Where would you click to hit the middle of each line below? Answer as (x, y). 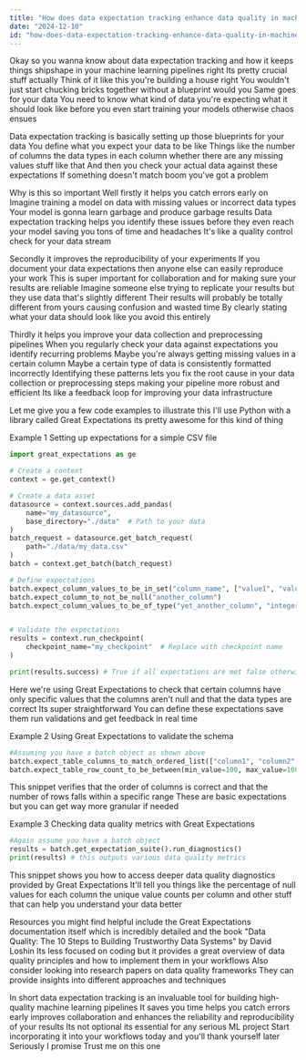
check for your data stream (61, 242)
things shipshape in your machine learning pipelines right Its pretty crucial (148, 70)
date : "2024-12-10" (46, 26)
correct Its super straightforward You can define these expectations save (147, 708)
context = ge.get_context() (63, 479)
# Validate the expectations (65, 630)
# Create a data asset (52, 496)
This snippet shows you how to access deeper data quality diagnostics (143, 875)
